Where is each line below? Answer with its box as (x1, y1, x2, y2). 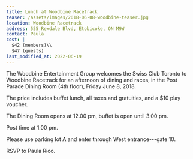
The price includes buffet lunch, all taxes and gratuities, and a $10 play (6, 94, 181, 101)
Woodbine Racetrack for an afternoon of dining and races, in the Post (6, 76, 178, 83)
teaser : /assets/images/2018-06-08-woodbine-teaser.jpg (6, 14, 149, 20)
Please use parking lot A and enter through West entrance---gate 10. (6, 136, 176, 143)
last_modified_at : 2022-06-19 (6, 53, 82, 59)
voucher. (6, 100, 28, 108)
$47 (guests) (11, 48, 44, 54)
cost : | (6, 37, 26, 43)
